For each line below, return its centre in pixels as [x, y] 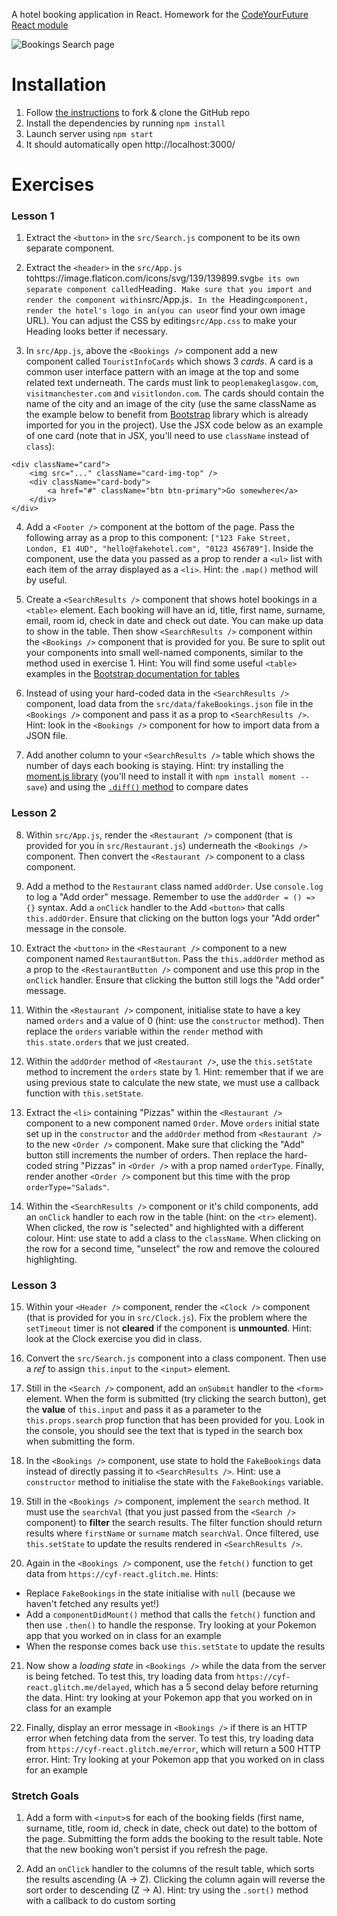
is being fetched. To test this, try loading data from [130, 1676]
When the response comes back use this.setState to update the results [175, 1646]
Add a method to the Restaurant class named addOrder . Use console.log [174, 886]
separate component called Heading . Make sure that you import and [169, 289]
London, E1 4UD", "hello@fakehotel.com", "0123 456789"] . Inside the [169, 548]
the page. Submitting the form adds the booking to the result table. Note [174, 1839]
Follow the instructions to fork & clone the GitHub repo [138, 112]
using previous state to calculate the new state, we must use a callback [172, 1082]
